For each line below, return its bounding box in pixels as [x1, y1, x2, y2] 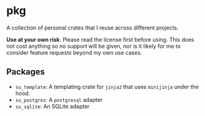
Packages [6, 67, 45, 77]
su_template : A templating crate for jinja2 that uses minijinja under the [15, 83, 199, 90]
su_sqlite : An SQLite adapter [15, 102, 90, 110]
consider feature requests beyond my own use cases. [6, 48, 142, 56]
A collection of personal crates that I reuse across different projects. [6, 24, 179, 31]
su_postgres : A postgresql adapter [15, 96, 103, 103]
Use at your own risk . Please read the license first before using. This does [6, 36, 195, 43]
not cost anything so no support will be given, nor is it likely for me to [6, 42, 181, 50]
